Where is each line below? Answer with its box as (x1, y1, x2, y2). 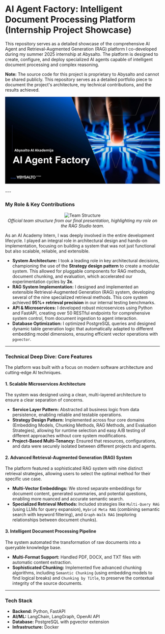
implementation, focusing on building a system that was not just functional (5, 243, 156, 248)
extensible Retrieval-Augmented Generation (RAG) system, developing (12, 289, 155, 295)
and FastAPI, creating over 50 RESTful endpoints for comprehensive (12, 310, 151, 316)
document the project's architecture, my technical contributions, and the (5, 81, 152, 87)
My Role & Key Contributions (5, 201, 75, 208)
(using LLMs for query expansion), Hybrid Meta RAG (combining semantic (12, 506, 160, 512)
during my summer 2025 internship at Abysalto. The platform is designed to (5, 51, 159, 57)
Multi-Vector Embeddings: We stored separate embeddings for (12, 486, 142, 492)
